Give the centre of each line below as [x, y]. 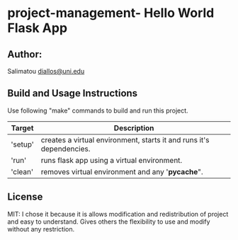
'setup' [22, 144]
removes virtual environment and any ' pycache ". [122, 171]
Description [134, 127]
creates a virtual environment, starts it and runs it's [125, 139]
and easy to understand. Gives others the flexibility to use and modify [109, 222]
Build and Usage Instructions [73, 93]
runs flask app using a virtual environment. [112, 160]
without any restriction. [41, 229]
